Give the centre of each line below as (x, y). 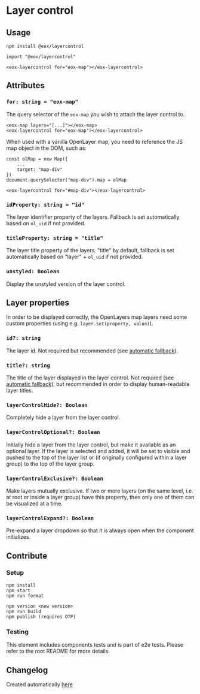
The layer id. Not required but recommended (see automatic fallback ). (92, 351)
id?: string (24, 338)
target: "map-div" (40, 169)
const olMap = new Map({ (37, 159)
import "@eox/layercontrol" (41, 57)
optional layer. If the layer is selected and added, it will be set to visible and (98, 451)
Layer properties (38, 302)
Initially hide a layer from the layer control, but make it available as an (91, 445)
